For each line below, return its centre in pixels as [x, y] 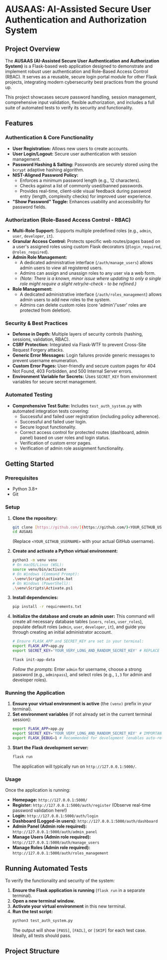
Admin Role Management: [40, 257]
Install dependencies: [35, 597]
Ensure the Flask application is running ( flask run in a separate [79, 890]
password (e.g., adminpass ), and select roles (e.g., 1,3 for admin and [82, 674]
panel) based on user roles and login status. [65, 438]
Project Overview [33, 49]
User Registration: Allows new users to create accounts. [71, 148]
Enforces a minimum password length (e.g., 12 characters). [80, 180]
